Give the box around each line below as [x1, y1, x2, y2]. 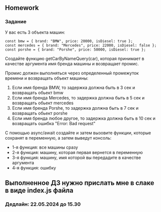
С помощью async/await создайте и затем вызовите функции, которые [5, 130, 151, 136]
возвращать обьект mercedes [12, 100, 74, 106]
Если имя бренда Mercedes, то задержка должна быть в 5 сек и [12, 95, 145, 100]
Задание [5, 18, 27, 25]
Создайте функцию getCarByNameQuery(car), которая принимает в [5, 56, 145, 61]
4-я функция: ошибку [12, 165, 57, 170]
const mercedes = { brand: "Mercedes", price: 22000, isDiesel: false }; [5, 43, 157, 48]
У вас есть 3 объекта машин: [5, 29, 65, 35]
